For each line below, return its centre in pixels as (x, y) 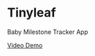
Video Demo (25, 45)
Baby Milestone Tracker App (48, 32)
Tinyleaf (32, 13)
